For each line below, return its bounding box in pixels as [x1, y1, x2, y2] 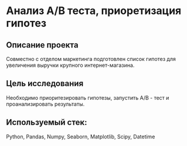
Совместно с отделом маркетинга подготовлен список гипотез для [6, 56, 176, 62]
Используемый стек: [6, 117, 87, 127]
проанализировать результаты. [6, 100, 85, 107]
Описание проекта [6, 40, 79, 50]
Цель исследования [6, 79, 84, 89]
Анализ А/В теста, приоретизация [6, 4, 182, 18]
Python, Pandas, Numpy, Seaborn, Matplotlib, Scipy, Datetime [6, 133, 155, 140]
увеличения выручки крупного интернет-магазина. [6, 62, 135, 69]
